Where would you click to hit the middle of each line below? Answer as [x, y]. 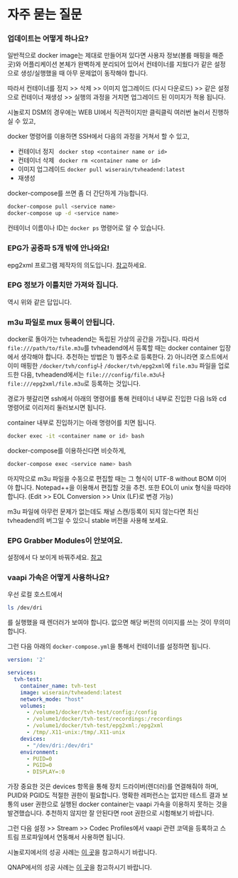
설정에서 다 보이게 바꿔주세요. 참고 [55, 557]
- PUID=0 [39, 758]
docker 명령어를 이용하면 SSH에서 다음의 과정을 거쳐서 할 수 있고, [98, 137]
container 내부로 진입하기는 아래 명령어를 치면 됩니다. [82, 423]
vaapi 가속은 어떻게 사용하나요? [59, 578]
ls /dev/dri [25, 608]
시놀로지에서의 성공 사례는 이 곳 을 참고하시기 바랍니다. [82, 852]
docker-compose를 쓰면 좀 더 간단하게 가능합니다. [78, 194]
